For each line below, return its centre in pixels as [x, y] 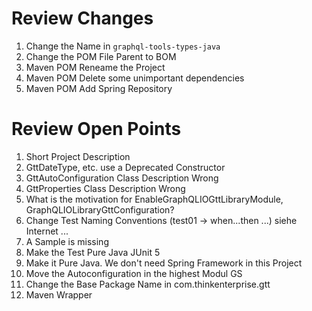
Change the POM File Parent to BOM [101, 56]
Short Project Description [78, 156]
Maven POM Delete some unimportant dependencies [135, 78]
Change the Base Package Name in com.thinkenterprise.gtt [148, 284]
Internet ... [47, 231]
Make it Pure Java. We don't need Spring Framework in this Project [164, 263]
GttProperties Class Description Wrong [105, 188]
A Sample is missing [67, 241]
